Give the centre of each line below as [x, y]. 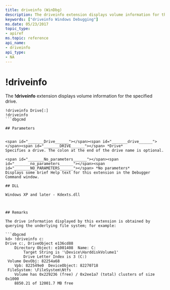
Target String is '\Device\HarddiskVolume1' [71, 253]
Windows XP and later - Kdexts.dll [43, 195]
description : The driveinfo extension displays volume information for [82, 15]
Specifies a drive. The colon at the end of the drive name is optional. [85, 151]
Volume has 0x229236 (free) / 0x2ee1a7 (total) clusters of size [85, 275]
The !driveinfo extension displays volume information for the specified [79, 96]
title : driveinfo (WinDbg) [34, 10]
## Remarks [17, 213]
